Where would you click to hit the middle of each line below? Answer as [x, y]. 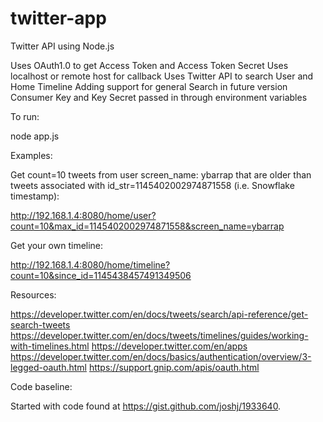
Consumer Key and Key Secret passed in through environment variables [159, 97]
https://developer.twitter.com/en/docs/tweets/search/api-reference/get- [159, 314]
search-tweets [40, 324]
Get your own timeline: [57, 245]
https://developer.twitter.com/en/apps [169, 346]
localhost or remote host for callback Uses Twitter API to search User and [162, 76]
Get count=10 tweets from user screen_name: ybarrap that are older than [161, 174]
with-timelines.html [50, 346]
